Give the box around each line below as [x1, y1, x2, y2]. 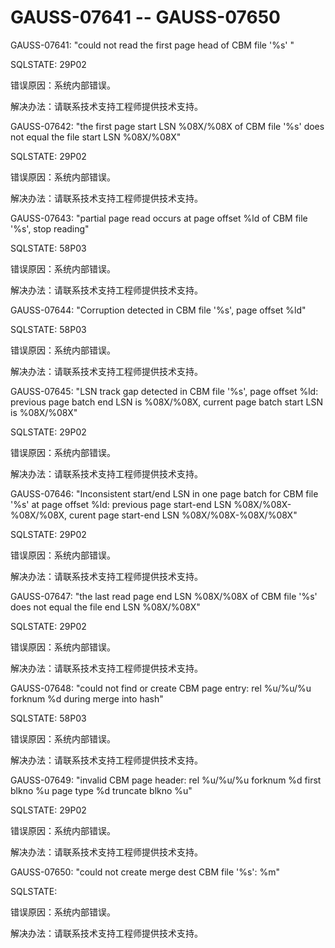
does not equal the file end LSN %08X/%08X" [10, 601, 201, 613]
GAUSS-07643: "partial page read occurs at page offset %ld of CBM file [10, 212, 308, 224]
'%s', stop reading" [10, 222, 90, 235]
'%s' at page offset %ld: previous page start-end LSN [10, 498, 232, 510]
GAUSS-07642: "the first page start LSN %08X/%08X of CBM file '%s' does [10, 120, 325, 132]
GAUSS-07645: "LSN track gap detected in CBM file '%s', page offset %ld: [10, 385, 319, 397]
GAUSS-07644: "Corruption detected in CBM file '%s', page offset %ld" [10, 304, 307, 316]
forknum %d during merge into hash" [10, 692, 164, 705]
